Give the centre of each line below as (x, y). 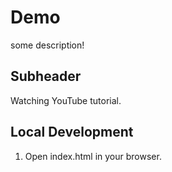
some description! (47, 45)
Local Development (72, 132)
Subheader (46, 76)
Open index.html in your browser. (93, 156)
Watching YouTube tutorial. (66, 100)
